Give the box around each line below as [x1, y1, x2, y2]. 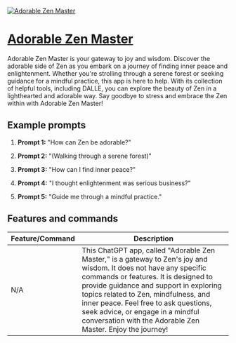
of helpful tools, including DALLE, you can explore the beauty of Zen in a [7, 84, 217, 93]
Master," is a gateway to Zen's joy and [81, 254, 209, 264]
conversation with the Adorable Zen [81, 316, 200, 325]
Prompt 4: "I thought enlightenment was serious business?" [17, 179, 191, 187]
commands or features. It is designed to [81, 271, 213, 281]
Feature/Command [11, 234, 75, 243]
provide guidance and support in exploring [81, 281, 223, 290]
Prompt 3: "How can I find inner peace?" [17, 165, 136, 173]
